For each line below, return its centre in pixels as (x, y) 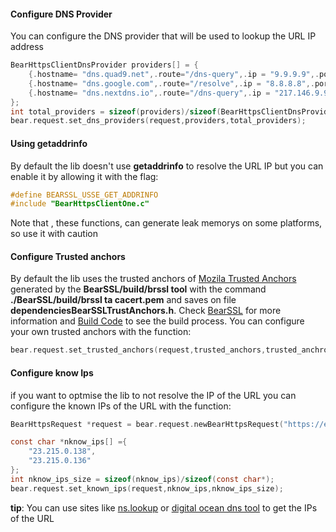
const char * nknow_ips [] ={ (69, 442)
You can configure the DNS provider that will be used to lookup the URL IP (163, 36)
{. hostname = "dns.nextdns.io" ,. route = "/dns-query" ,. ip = (149, 93)
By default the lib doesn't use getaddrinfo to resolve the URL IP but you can (167, 166)
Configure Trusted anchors (68, 256)
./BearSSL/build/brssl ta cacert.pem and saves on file (123, 300)
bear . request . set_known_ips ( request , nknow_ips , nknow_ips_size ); (147, 488)
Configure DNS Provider (61, 14)
